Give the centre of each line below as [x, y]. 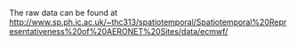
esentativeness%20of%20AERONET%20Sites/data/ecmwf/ [119, 31]
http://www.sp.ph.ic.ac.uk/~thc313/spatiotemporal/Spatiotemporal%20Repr [148, 22]
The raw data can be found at [64, 13]
